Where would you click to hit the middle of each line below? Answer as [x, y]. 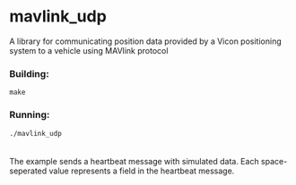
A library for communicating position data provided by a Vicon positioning [145, 41]
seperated [28, 171]
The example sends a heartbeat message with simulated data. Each [134, 161]
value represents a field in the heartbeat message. [142, 171]
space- [274, 161]
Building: [29, 73]
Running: [30, 115]
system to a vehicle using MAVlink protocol [89, 50]
